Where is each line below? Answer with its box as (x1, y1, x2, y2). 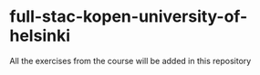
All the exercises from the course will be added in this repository (9, 55, 252, 66)
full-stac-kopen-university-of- (9, 6, 248, 27)
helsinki (9, 25, 71, 46)
